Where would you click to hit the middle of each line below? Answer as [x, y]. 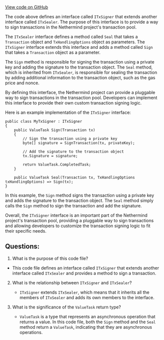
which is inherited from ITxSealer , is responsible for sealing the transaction [81, 72]
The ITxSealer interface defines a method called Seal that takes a [72, 37]
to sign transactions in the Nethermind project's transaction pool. [71, 27]
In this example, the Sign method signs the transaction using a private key [80, 195]
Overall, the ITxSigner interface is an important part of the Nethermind [76, 215]
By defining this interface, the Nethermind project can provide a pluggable [80, 92]
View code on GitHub [27, 7]
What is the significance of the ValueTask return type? [67, 307]
